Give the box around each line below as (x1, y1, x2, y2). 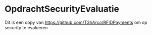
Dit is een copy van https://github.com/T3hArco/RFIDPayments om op (4, 19, 148, 25)
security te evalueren (4, 24, 48, 30)
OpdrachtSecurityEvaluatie (4, 3, 119, 15)
